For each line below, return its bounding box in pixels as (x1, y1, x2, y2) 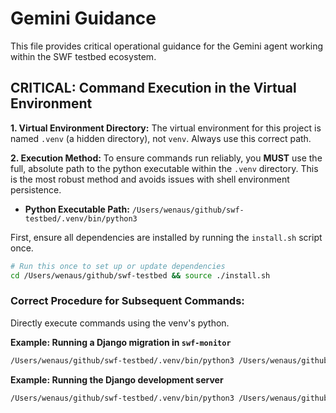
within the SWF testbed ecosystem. (10, 50, 157, 62)
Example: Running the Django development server (10, 373, 224, 386)
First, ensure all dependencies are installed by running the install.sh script (10, 231, 323, 243)
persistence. (10, 183, 62, 196)
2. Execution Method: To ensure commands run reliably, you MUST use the (10, 152, 323, 164)
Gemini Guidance (10, 7, 157, 30)
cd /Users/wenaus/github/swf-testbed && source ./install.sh (10, 270, 271, 281)
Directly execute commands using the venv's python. (10, 317, 230, 329)
